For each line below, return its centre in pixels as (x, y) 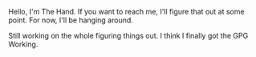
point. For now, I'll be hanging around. (71, 20)
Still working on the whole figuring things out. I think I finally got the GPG (128, 36)
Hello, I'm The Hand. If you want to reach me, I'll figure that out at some (126, 12)
